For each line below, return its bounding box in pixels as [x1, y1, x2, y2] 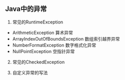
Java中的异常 [5, 4, 47, 13]
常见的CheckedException [12, 59, 65, 65]
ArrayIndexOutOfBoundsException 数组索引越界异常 [12, 35, 120, 41]
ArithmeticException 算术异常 [12, 29, 73, 35]
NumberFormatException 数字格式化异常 [12, 42, 96, 48]
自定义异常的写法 [12, 69, 48, 75]
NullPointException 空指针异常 [12, 48, 75, 54]
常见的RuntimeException [12, 19, 63, 25]
